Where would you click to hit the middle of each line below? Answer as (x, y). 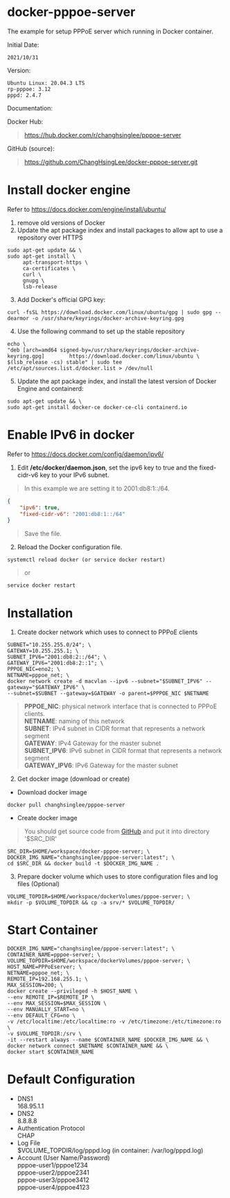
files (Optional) (38, 884)
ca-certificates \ (49, 268)
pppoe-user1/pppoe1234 (53, 1165)
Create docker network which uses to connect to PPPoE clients (107, 632)
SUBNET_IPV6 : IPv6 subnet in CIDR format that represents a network (123, 751)
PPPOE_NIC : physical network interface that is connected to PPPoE (121, 706)
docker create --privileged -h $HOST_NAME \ (72, 991)
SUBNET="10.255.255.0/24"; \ (49, 645)
